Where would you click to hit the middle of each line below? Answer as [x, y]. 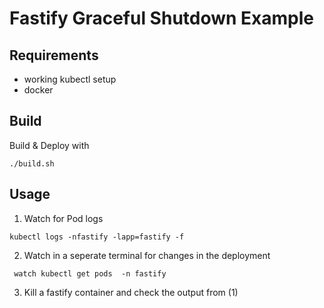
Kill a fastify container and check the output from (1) [131, 292]
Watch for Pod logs [63, 218]
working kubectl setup [70, 79]
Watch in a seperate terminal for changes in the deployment [147, 255]
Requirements [54, 55]
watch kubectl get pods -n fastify [90, 273]
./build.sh [32, 163]
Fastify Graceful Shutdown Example [162, 18]
